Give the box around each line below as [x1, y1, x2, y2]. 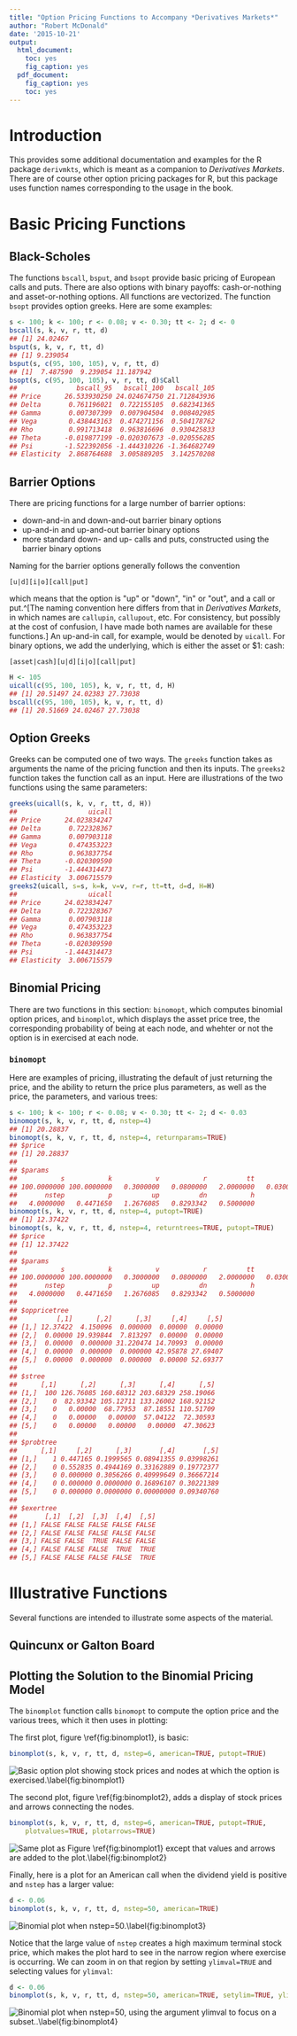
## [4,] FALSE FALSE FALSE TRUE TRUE [9, 1545, 156, 1554]
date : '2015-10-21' [9, 29, 81, 38]
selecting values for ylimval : [9, 1965, 113, 1977]
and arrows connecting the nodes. [9, 1801, 134, 1813]
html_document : [17, 46, 73, 55]
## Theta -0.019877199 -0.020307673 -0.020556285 [9, 433, 216, 442]
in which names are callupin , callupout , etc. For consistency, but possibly [9, 612, 281, 623]
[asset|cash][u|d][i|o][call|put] [9, 658, 137, 667]
